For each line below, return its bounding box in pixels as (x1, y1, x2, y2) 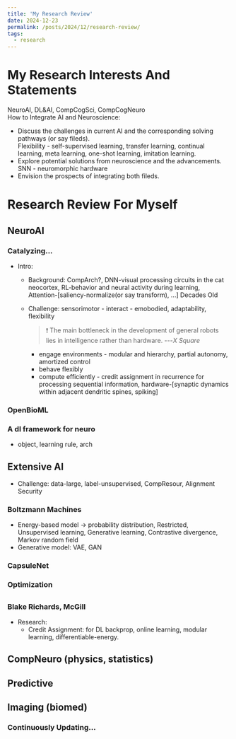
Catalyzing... (7, 245, 53, 255)
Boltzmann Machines (7, 504, 82, 514)
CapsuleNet (7, 561, 49, 571)
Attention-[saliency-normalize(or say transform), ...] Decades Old (28, 291, 218, 299)
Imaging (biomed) (7, 702, 88, 714)
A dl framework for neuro (7, 424, 95, 433)
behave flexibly (38, 365, 83, 373)
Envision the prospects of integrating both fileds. (17, 172, 160, 180)
